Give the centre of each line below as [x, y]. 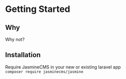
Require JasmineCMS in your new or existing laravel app [63, 67]
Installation [23, 55]
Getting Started [38, 9]
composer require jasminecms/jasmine [44, 72]
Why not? [15, 39]
